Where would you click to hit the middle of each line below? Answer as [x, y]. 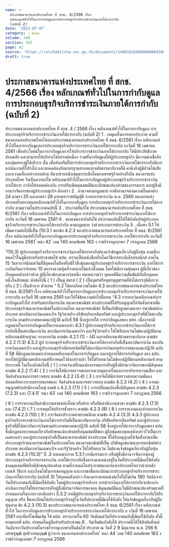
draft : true [18, 57]
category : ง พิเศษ [22, 33]
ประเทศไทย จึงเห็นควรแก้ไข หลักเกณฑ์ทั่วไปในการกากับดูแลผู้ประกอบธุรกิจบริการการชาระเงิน [81, 179]
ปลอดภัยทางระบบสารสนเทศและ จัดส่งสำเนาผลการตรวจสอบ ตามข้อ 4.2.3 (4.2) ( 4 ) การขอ [82, 382]
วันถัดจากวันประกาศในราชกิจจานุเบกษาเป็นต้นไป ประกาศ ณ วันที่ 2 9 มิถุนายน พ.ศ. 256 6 [81, 528]
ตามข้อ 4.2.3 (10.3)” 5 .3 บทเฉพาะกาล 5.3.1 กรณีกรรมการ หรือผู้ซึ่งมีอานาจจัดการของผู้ [80, 454]
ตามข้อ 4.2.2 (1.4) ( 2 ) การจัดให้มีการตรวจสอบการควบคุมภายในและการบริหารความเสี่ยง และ [84, 371]
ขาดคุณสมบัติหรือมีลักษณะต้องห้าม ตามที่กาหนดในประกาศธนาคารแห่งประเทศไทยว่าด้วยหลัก [80, 466]
